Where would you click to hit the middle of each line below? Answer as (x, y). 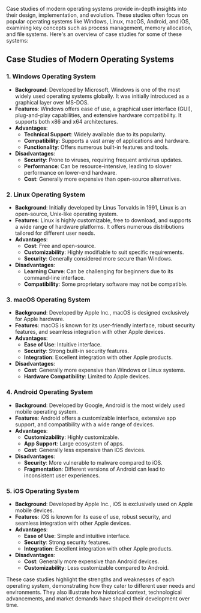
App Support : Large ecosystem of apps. (74, 443)
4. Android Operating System (49, 392)
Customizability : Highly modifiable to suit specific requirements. (104, 252)
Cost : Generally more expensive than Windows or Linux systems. (104, 370)
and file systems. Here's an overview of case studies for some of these (94, 34)
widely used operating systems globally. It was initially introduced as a (102, 96)
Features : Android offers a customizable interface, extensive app (95, 418)
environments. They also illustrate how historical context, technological (94, 592)
